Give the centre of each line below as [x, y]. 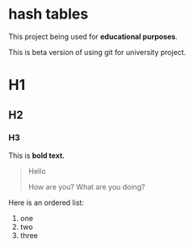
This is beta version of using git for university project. [97, 52]
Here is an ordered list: [46, 202]
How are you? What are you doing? [86, 186]
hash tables [48, 14]
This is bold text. [37, 155]
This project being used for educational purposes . [93, 36]
